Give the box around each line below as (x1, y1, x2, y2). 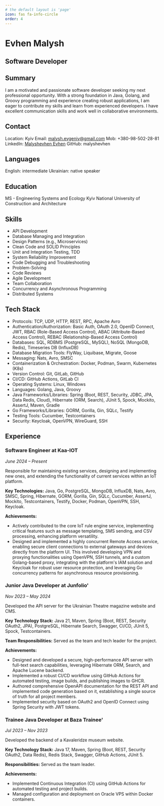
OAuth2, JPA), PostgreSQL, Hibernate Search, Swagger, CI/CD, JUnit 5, (5, 623, 150, 629)
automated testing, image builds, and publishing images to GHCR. (12, 678, 145, 684)
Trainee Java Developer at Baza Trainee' (5, 716, 103, 723)
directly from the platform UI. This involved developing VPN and (12, 549, 141, 555)
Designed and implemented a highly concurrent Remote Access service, (12, 538, 159, 544)
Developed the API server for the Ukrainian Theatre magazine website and (5, 603, 156, 609)
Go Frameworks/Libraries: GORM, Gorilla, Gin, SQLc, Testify (12, 407, 134, 413)
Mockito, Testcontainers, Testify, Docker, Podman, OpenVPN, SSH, (5, 498, 140, 504)
